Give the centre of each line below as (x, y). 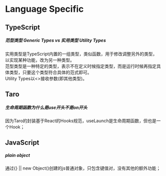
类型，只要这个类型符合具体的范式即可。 (50, 72)
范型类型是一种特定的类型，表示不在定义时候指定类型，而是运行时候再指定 (81, 66)
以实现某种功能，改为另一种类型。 (40, 60)
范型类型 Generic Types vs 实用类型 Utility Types (56, 40)
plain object (18, 155)
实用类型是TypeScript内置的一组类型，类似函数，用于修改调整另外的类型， (81, 54)
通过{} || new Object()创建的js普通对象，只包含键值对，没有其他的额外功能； (83, 168)
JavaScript (22, 143)
